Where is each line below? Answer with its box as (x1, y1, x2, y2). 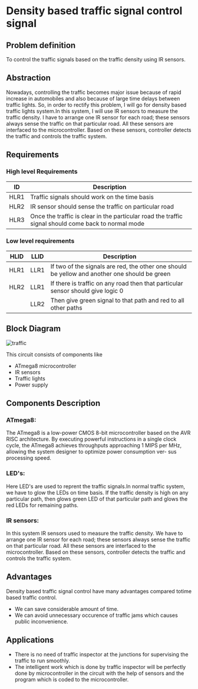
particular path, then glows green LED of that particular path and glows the (6, 495, 188, 502)
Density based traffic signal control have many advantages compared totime (6, 587, 192, 594)
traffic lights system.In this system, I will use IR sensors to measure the (6, 108, 178, 115)
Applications (6, 635, 54, 645)
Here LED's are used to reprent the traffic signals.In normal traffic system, (6, 483, 186, 490)
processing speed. (6, 454, 52, 461)
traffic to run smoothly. (14, 657, 71, 664)
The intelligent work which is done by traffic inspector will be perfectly (14, 663, 186, 670)
